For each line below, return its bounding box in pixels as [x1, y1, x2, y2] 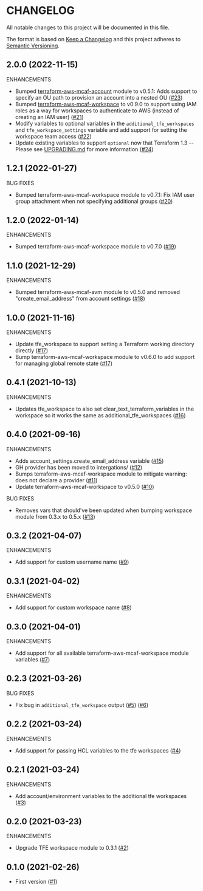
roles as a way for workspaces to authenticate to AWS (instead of [15, 107, 179, 114]
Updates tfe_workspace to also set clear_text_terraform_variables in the [15, 405, 194, 412]
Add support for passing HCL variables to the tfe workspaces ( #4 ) [15, 746, 181, 754]
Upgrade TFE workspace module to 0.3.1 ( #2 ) [15, 844, 129, 852]
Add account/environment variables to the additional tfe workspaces [15, 792, 187, 799]
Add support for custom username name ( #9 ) [15, 558, 129, 565]
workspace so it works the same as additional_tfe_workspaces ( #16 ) [15, 411, 187, 419]
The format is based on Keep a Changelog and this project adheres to [6, 35, 181, 43]
